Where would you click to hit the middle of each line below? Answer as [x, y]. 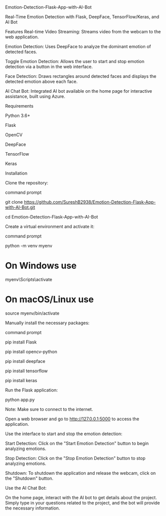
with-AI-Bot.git [20, 207]
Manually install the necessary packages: [47, 323]
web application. [22, 37]
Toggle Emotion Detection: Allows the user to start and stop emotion [75, 61]
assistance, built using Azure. [35, 96]
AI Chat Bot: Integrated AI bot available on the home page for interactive [79, 91]
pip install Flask [21, 342]
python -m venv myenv [29, 246]
